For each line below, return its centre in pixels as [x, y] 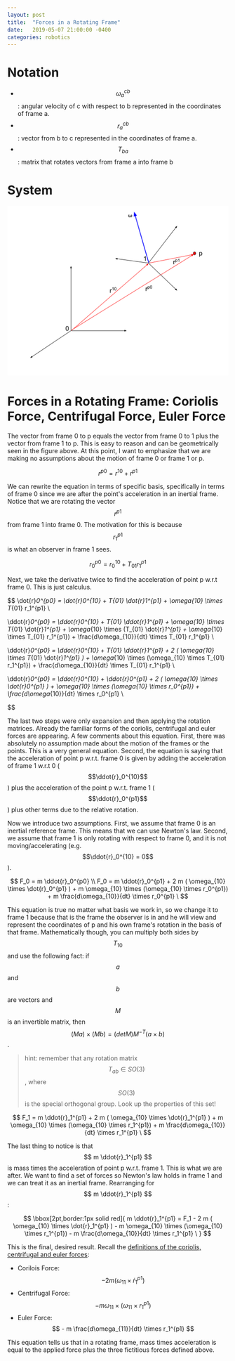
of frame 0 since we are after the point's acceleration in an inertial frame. [113, 494]
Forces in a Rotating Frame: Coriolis [113, 401]
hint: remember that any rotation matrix [81, 1058]
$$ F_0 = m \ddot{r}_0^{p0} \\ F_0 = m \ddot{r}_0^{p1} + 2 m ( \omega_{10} [118, 881]
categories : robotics [39, 37]
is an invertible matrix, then [46, 1022]
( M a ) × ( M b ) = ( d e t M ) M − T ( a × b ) [118, 1033]
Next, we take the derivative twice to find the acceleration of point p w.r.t [112, 579]
